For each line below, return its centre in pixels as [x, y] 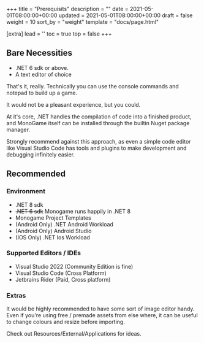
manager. [18, 129]
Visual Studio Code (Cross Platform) [61, 273]
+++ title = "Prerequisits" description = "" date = [67, 9]
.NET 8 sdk [29, 204]
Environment [26, 191]
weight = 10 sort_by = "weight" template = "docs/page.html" [83, 22]
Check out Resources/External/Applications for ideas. [74, 334]
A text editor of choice [43, 74]
